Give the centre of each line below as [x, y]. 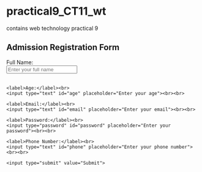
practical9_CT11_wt [56, 11]
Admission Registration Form [63, 47]
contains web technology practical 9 [52, 28]
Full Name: [20, 62]
